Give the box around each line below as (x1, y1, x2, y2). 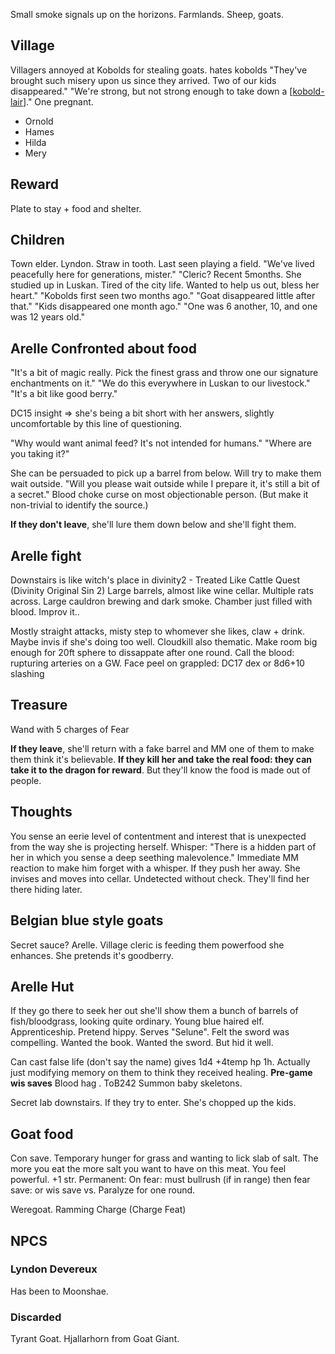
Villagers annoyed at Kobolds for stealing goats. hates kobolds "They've (10, 64, 308, 76)
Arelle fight (10, 547, 82, 564)
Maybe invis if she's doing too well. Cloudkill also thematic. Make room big (10, 636, 318, 648)
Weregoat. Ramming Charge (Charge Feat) (10, 1204, 187, 1216)
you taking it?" (10, 448, 70, 460)
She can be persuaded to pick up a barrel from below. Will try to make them (10, 467, 322, 479)
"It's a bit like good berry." (10, 388, 118, 400)
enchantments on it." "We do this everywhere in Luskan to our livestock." (10, 377, 311, 389)
